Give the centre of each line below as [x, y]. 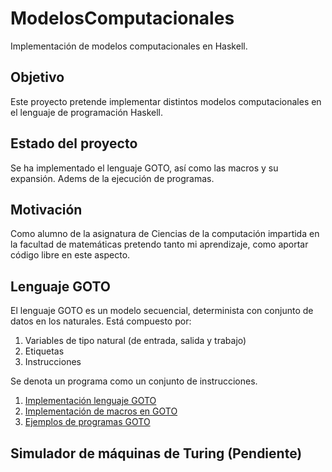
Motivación [46, 209]
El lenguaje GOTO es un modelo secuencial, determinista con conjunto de [162, 311]
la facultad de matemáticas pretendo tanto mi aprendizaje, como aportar [159, 244]
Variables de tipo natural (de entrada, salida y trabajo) [135, 341]
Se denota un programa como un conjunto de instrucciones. [134, 381]
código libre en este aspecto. [70, 255]
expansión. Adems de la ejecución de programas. [112, 178]
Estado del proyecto [74, 143]
